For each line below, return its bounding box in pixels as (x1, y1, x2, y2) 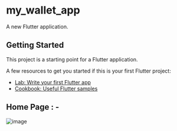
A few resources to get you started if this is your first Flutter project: (6, 67, 171, 74)
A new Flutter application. (6, 23, 68, 30)
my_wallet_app (6, 4, 81, 17)
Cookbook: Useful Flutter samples (14, 85, 98, 92)
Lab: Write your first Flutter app (14, 78, 91, 86)
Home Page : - (6, 102, 60, 112)
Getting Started (6, 40, 64, 50)
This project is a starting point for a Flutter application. (6, 55, 138, 63)
